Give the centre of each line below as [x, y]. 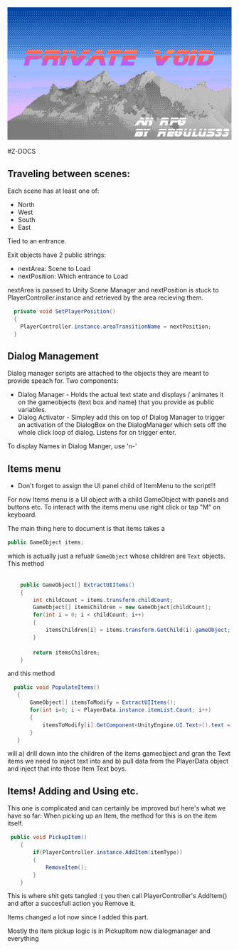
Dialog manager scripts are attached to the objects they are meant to [108, 374]
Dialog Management [53, 356]
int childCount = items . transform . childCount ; [103, 600]
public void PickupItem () [49, 838]
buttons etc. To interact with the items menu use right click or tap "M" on [114, 507]
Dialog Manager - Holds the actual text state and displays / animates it [121, 395]
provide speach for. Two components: [63, 381]
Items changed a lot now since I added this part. [78, 917]
